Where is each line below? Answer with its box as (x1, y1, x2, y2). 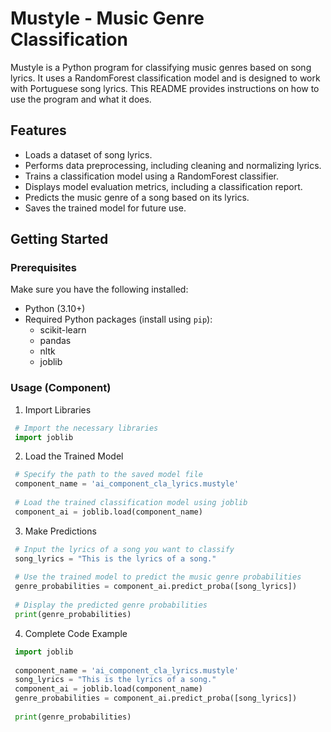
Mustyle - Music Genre (10, 7, 205, 30)
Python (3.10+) (24, 303, 86, 315)
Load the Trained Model (24, 450, 124, 462)
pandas (39, 335, 72, 347)
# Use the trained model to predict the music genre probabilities (14, 572, 302, 582)
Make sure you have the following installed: (10, 283, 189, 296)
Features (10, 122, 67, 139)
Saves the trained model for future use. (24, 202, 187, 214)
